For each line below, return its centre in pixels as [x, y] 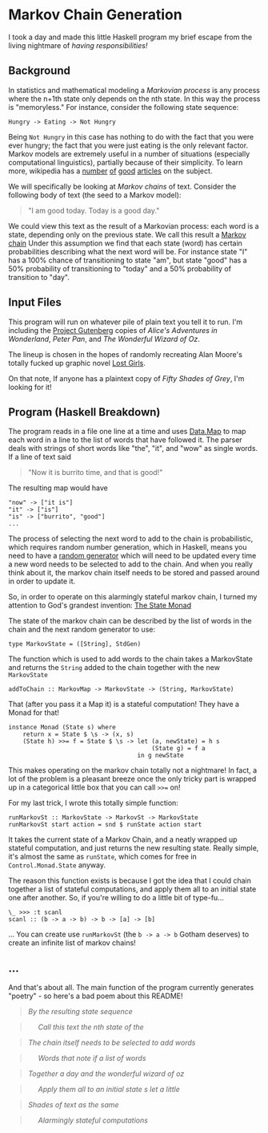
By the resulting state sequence [80, 1012]
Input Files [35, 303]
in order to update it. [42, 581]
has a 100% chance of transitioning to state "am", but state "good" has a [128, 260]
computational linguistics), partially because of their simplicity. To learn [126, 162]
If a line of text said [40, 457]
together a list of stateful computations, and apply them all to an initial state [132, 889]
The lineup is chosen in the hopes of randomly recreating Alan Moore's [125, 354]
